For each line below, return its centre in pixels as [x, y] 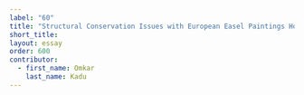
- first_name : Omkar [56, 69]
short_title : [34, 34]
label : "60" [32, 18]
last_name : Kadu [57, 77]
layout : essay [36, 43]
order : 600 [30, 52]
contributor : [34, 60]
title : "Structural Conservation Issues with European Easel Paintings [147, 26]
